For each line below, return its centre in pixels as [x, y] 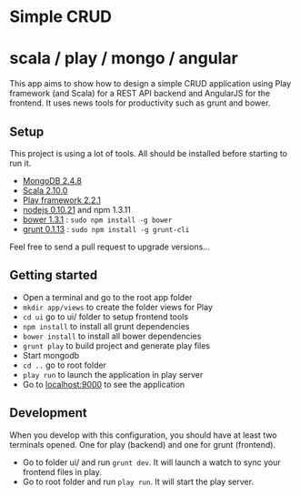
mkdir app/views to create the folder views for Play [118, 307]
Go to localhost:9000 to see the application [104, 384]
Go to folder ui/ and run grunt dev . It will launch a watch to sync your [151, 462]
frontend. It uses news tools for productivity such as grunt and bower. [140, 103]
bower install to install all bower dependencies [112, 336]
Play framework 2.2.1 [62, 200]
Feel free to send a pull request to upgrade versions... [110, 247]
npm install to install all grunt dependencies [106, 326]
